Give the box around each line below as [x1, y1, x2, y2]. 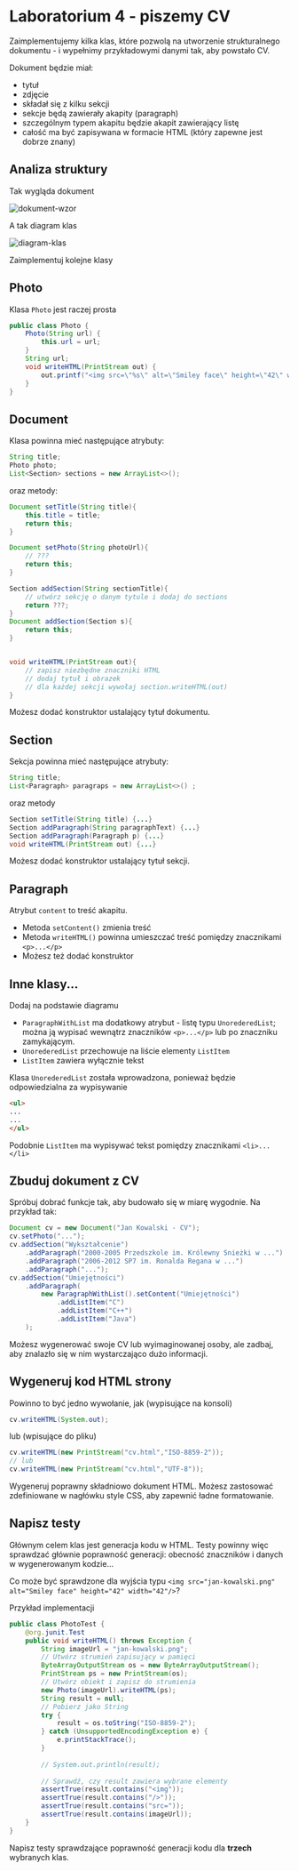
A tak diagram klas [9, 220, 77, 230]
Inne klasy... [9, 976, 79, 992]
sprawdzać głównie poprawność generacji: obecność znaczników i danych [9, 1549, 284, 1560]
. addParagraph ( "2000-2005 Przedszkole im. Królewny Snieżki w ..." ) [25, 1249, 284, 1257]
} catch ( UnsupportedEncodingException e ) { [41, 1727, 208, 1736]
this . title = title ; [25, 510, 101, 519]
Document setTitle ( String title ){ [9, 502, 137, 511]
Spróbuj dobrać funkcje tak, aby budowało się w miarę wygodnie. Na [9, 1197, 261, 1208]
